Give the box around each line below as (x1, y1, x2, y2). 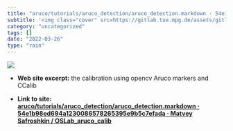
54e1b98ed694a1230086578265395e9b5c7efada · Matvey (17, 110, 193, 117)
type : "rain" (7, 42, 45, 49)
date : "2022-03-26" (7, 36, 64, 43)
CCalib (17, 81, 37, 90)
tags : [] (7, 29, 33, 37)
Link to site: (17, 94, 52, 103)
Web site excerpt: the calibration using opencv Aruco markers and (17, 74, 209, 82)
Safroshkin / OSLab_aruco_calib (17, 117, 112, 125)
